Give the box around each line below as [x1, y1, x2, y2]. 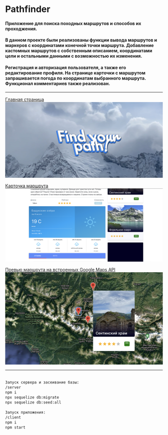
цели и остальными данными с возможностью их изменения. [5, 53, 142, 59]
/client [5, 415, 21, 420]
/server [5, 385, 21, 390]
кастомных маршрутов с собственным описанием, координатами [5, 48, 152, 54]
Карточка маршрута [5, 183, 48, 189]
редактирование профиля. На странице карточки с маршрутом [5, 70, 146, 76]
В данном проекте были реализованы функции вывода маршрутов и [5, 37, 157, 43]
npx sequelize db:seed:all [5, 400, 61, 405]
